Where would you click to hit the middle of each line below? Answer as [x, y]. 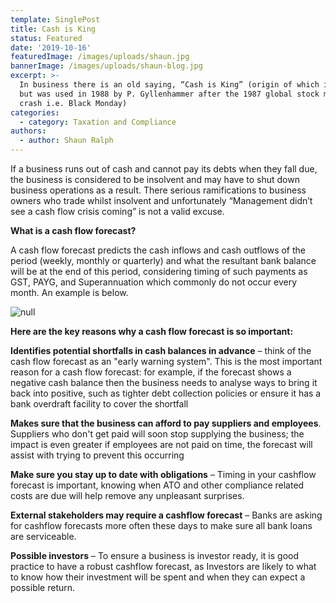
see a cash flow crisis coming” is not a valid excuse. [117, 211]
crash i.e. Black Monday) [73, 103]
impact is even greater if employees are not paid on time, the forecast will [161, 444]
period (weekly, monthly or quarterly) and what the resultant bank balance [163, 260]
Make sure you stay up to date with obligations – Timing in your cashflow [163, 474]
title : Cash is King [53, 29]
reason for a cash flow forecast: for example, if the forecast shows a [151, 372]
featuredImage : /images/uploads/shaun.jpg [100, 57]
